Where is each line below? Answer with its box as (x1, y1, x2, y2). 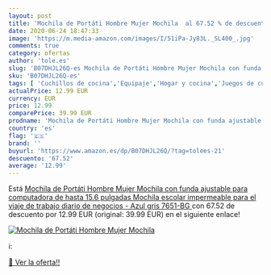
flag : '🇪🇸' (8, 131, 48, 140)
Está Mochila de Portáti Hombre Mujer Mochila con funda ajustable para (8, 184, 248, 194)
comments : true (8, 42, 60, 50)
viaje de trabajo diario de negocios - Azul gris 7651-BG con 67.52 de (8, 201, 236, 210)
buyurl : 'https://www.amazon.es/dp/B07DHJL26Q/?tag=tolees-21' (8, 147, 226, 155)
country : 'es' (8, 124, 56, 132)
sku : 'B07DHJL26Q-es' (8, 72, 81, 80)
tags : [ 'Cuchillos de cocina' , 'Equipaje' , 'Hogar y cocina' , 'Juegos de (8, 79, 254, 87)
